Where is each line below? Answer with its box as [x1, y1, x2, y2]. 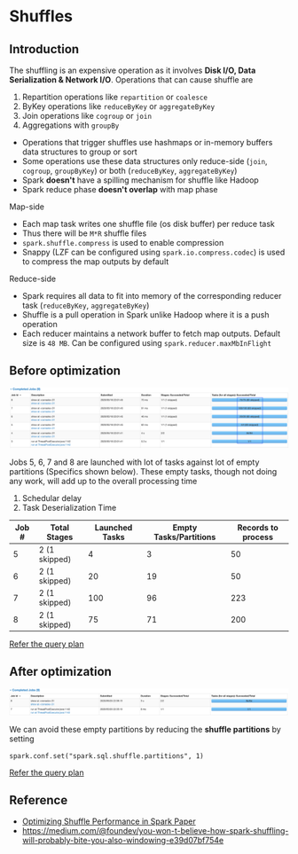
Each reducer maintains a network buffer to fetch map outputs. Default [21, 328, 281, 339]
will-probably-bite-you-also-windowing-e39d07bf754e [21, 835, 224, 846]
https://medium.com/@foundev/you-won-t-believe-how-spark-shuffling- [21, 826, 289, 836]
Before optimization [9, 364, 122, 379]
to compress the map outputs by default [21, 256, 169, 267]
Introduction [9, 42, 80, 57]
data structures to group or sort [21, 146, 137, 157]
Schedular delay [21, 493, 82, 504]
